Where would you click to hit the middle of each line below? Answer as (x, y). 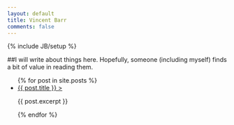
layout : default (31, 14)
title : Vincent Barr (37, 20)
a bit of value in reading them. (50, 67)
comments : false (31, 26)
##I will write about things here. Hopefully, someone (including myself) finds (117, 60)
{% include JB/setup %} (42, 47)
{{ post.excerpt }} (43, 101)
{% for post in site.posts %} (57, 81)
